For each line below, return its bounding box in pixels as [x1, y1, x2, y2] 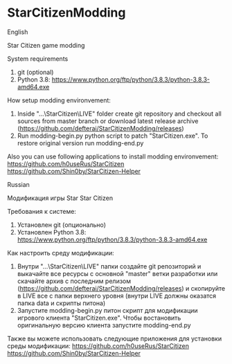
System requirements [7, 54, 69, 63]
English [7, 28, 28, 36]
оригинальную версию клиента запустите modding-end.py [17, 320, 192, 329]
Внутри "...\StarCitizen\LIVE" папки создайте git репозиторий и [17, 262, 202, 271]
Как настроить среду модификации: [7, 248, 114, 257]
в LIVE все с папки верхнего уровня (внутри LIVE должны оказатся [17, 291, 217, 300]
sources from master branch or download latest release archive [17, 116, 199, 125]
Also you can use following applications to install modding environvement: [7, 152, 219, 161]
